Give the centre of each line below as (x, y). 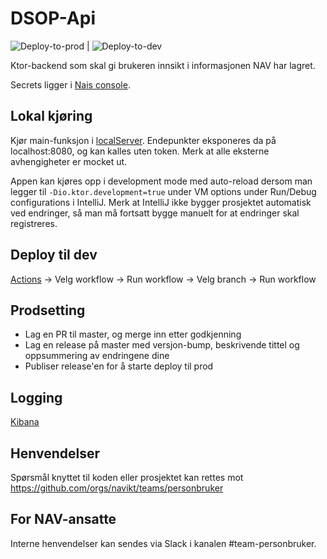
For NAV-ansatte (63, 519)
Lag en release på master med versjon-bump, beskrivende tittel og (162, 345)
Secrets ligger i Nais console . (70, 84)
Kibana (25, 422)
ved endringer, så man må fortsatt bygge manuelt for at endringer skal (155, 213)
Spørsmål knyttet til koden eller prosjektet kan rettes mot (127, 477)
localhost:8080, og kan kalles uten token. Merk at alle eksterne (140, 151)
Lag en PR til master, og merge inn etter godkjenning (133, 334)
